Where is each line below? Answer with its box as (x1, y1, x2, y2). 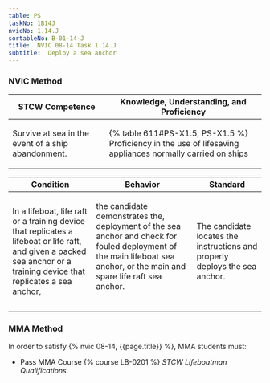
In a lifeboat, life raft (12, 206, 88, 217)
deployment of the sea (96, 221, 181, 232)
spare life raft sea (96, 271, 162, 282)
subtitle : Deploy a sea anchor (8, 49, 117, 57)
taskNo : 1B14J (8, 19, 56, 27)
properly (196, 251, 229, 262)
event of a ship (12, 138, 68, 149)
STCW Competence (18, 101, 96, 112)
